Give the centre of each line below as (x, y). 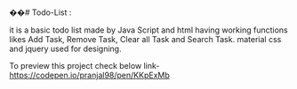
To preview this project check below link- (84, 66)
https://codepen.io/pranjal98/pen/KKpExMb (90, 75)
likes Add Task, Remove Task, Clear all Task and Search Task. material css (145, 39)
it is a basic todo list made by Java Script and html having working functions (148, 30)
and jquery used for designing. (65, 48)
